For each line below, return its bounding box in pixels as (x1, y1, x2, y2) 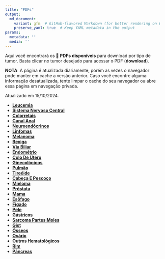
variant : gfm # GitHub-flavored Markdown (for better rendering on (14, 21, 157, 26)
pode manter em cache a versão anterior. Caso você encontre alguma (5, 72, 147, 79)
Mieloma (12, 180, 31, 186)
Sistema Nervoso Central (12, 107, 65, 113)
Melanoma (12, 133, 35, 139)
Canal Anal (12, 117, 35, 123)
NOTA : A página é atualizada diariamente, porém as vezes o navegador (5, 67, 150, 73)
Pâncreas (12, 248, 32, 254)
